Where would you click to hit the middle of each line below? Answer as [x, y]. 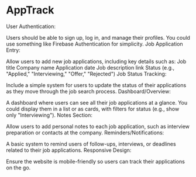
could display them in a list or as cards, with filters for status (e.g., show [93, 109]
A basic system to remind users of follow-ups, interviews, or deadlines [91, 144]
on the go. [18, 168]
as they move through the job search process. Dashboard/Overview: [89, 91]
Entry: [13, 50]
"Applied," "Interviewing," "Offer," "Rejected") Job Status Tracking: [86, 74]
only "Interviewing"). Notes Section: [49, 115]
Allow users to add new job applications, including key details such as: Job [96, 61]
